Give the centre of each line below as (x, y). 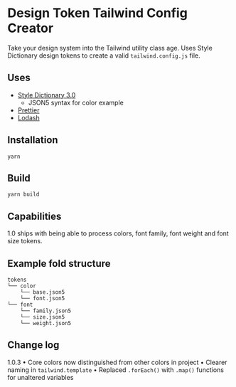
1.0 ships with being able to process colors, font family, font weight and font (118, 233)
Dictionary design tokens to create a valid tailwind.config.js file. (104, 55)
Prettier (28, 110)
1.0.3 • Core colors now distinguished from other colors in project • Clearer (117, 362)
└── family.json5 (46, 311)
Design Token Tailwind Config (98, 13)
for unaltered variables (41, 377)
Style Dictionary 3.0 (47, 95)
